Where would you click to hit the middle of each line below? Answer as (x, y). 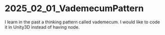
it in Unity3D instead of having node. (42, 27)
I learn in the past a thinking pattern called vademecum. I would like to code (82, 22)
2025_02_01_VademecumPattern (74, 9)
